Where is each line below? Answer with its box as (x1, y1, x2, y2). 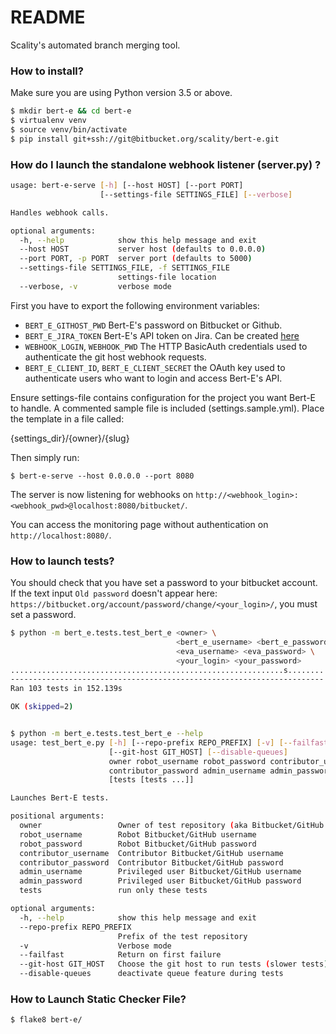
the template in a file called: (10, 412, 125, 425)
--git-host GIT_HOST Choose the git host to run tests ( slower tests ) (19, 959, 329, 970)
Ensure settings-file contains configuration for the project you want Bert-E (10, 391, 317, 403)
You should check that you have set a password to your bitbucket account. (10, 577, 318, 589)
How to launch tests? (10, 554, 115, 568)
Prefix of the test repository (117, 931, 248, 941)
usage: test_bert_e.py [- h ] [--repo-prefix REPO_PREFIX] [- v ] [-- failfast (10, 737, 329, 748)
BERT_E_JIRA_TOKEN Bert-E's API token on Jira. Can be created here (24, 329, 300, 341)
